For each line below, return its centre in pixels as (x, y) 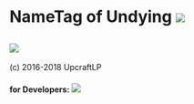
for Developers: (40, 89)
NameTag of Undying (91, 17)
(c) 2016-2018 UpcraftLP (56, 67)
